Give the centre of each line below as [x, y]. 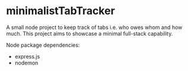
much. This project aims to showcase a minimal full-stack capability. [90, 33]
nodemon [26, 63]
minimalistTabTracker [61, 11]
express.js [27, 56]
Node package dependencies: [43, 45]
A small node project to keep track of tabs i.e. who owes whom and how [94, 27]
